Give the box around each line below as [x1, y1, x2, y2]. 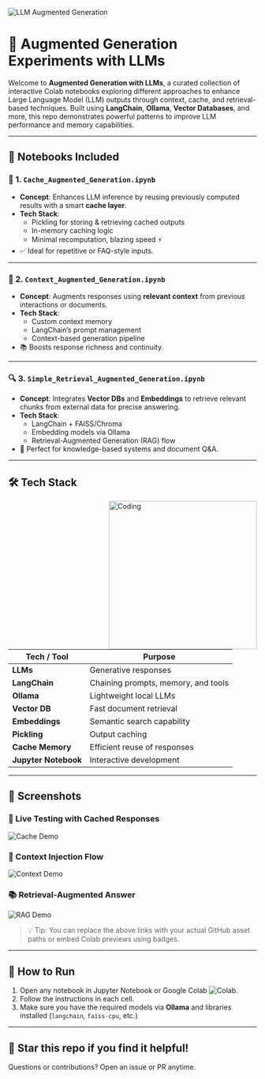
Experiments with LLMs [8, 52, 166, 70]
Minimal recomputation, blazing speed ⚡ [31, 234, 163, 244]
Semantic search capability [89, 716, 191, 727]
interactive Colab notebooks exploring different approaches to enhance [8, 86, 241, 96]
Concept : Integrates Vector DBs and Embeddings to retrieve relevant [19, 394, 246, 403]
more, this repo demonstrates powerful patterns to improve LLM [8, 111, 217, 121]
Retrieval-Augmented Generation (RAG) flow [31, 436, 176, 446]
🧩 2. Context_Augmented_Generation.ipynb [8, 274, 166, 285]
